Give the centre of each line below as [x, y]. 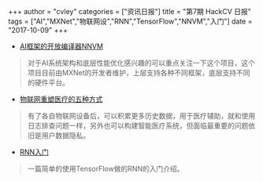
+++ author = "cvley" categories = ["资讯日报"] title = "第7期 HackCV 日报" [130, 11]
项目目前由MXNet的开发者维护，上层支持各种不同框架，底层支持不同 [139, 72]
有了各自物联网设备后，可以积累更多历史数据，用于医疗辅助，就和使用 [141, 116]
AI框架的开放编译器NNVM [61, 46]
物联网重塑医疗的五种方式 [61, 99]
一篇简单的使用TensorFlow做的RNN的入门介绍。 [106, 168]
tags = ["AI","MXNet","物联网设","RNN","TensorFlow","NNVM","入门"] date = [130, 21]
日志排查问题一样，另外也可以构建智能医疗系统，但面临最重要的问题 [138, 125]
